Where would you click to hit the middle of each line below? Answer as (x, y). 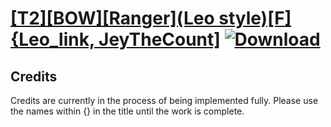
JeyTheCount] (159, 39)
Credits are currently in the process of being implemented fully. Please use (164, 100)
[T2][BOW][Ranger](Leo (112, 18)
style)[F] (255, 18)
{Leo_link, (52, 39)
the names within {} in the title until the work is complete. (127, 111)
